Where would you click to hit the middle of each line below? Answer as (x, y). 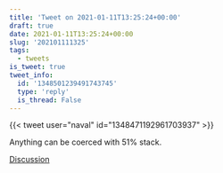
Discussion (29, 160)
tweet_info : (31, 75)
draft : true (31, 26)
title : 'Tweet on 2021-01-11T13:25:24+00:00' (95, 17)
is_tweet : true (37, 67)
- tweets (33, 59)
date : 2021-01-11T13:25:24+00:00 (71, 34)
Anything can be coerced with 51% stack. (86, 142)
